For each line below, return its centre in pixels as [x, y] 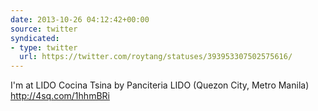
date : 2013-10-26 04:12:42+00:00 [80, 19]
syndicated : [35, 38]
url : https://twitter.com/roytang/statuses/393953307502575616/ [156, 57]
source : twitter [44, 29]
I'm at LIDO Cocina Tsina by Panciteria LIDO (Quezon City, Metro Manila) [160, 85]
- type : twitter [44, 47]
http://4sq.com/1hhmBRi [60, 96]
